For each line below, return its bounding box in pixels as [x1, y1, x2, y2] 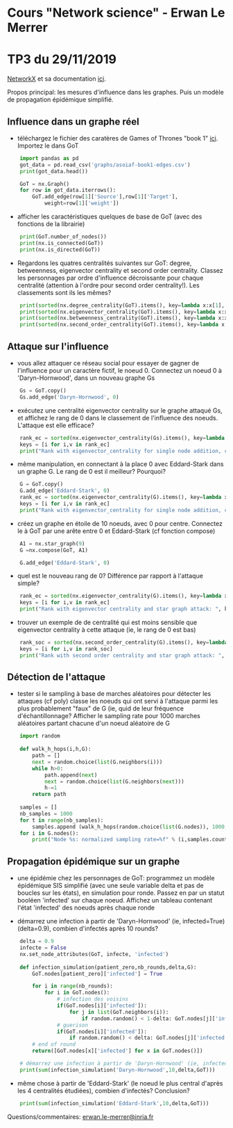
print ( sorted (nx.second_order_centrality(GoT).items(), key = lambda [19, 321, 218, 328]
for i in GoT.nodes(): [44, 990, 110, 996]
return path [32, 791, 67, 798]
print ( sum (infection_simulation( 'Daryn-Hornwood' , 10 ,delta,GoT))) [19, 1066, 216, 1073]
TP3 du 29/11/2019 [7, 51, 116, 67]
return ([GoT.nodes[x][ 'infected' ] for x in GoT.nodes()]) [32, 1047, 203, 1055]
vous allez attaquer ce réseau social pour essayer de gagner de [17, 359, 200, 367]
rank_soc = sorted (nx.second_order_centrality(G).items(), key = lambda [19, 639, 228, 646]
